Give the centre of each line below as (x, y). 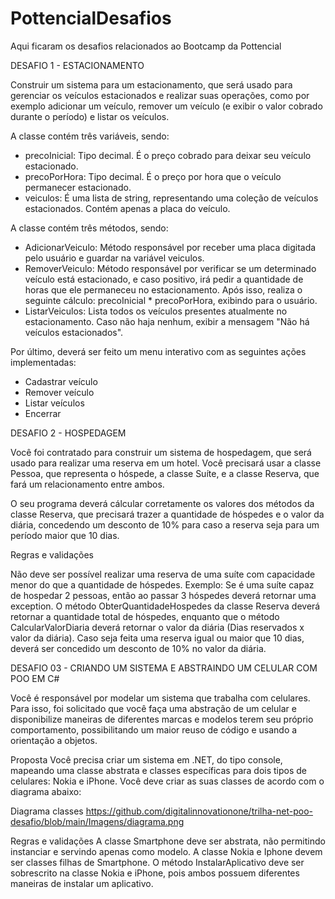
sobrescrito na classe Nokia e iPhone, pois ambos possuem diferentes (155, 873)
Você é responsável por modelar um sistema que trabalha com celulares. (160, 698)
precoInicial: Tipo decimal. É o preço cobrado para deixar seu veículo (168, 155)
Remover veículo (59, 392)
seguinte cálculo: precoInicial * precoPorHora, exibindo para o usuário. (171, 300)
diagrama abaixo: (46, 791)
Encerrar (43, 413)
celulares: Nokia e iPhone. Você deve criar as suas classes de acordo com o (167, 781)
